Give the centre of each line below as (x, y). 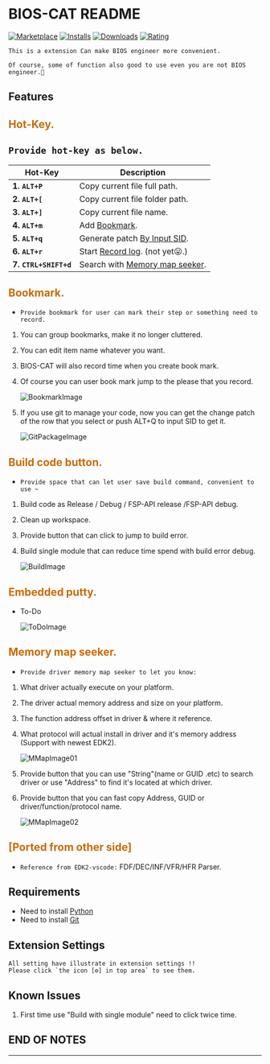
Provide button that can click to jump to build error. (104, 535)
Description (143, 172)
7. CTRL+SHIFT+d (42, 264)
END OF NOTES (47, 1040)
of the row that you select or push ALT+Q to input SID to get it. (123, 421)
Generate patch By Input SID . (134, 238)
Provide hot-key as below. (76, 151)
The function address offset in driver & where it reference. (116, 718)
